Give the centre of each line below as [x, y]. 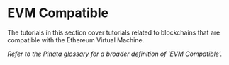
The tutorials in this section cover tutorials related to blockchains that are [114, 32]
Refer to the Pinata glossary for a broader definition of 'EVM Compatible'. [115, 54]
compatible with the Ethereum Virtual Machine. [76, 40]
